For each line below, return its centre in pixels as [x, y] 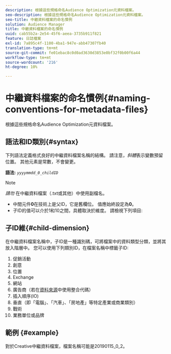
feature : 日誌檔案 [23, 39]
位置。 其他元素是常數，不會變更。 [42, 161]
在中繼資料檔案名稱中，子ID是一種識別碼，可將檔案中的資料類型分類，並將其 [86, 241]
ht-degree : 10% [21, 67]
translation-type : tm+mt [32, 48]
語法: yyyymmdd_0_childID [32, 172]
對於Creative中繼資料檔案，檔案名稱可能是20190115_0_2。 [66, 346]
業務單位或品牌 [28, 315]
